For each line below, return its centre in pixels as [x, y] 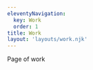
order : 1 [26, 26]
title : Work [24, 33]
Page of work [26, 59]
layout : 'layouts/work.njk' [48, 40]
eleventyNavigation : [37, 14]
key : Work [27, 20]
